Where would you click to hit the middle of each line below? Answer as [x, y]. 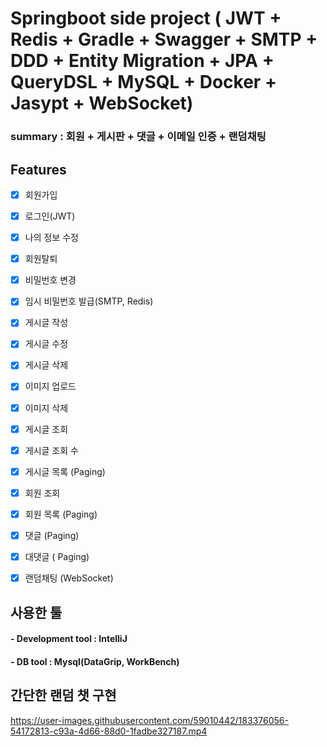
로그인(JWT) [50, 216]
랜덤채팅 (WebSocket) [69, 578]
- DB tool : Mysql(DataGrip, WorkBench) [95, 661]
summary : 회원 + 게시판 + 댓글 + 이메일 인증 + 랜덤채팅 [138, 137]
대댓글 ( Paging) [57, 556]
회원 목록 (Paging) [61, 514]
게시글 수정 [46, 344]
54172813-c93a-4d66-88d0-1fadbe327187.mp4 [109, 731]
